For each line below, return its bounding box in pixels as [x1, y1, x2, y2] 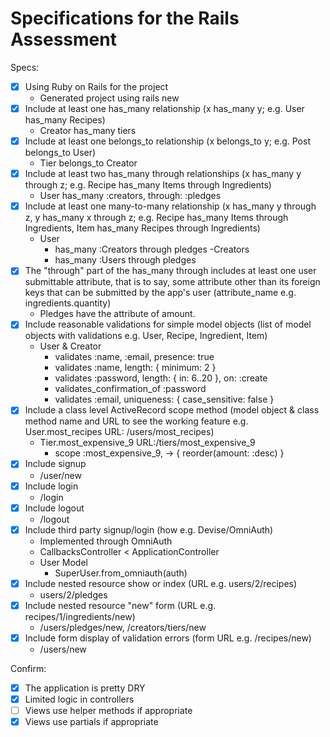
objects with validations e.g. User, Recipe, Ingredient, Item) [24, 330, 268, 342]
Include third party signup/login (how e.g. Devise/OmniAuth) [24, 523, 274, 536]
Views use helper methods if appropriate [24, 705, 193, 716]
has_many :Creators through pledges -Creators [54, 243, 250, 256]
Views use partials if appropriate [24, 716, 159, 728]
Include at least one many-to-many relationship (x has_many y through [24, 200, 317, 212]
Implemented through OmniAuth [39, 535, 173, 547]
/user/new [39, 469, 82, 481]
